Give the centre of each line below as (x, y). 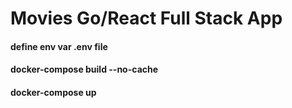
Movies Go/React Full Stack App (146, 18)
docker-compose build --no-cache (84, 69)
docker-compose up (53, 92)
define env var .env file (59, 46)
